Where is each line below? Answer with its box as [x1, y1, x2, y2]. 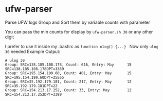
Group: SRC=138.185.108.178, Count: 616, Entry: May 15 [5, 62, 132, 67]
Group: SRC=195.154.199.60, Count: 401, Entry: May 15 [5, 70, 132, 76]
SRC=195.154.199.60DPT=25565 [5, 75, 64, 80]
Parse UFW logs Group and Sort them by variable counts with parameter [5, 19, 150, 25]
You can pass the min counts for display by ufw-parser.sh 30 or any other [5, 29, 153, 34]
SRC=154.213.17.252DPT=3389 [5, 92, 62, 97]
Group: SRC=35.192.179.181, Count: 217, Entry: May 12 [5, 79, 132, 84]
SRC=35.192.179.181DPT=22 [5, 84, 57, 88]
